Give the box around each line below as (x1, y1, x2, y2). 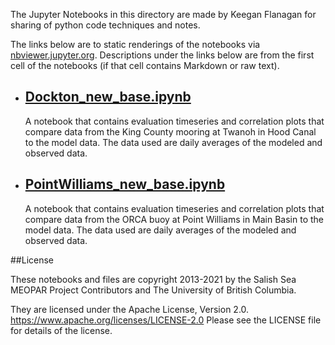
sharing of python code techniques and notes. (10, 19, 201, 31)
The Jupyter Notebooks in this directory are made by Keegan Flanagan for (10, 9, 317, 20)
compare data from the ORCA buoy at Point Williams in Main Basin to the (24, 213, 324, 225)
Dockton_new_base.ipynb (24, 89, 192, 106)
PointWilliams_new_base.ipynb (24, 176, 226, 193)
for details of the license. (10, 324, 113, 336)
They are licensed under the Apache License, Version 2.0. (10, 303, 250, 315)
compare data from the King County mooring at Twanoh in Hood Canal (24, 125, 317, 138)
